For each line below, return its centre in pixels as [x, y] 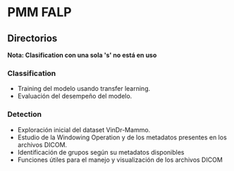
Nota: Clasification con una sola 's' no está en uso [82, 55]
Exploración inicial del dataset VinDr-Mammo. [84, 129]
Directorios [32, 38]
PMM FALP [39, 12]
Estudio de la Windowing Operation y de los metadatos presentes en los [122, 137]
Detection [25, 115]
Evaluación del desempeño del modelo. [75, 96]
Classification [32, 73]
